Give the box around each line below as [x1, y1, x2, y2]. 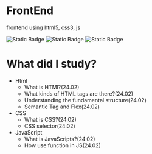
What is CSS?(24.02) [24, 116, 77, 123]
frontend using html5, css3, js [6, 24, 81, 31]
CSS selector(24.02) [24, 122, 76, 130]
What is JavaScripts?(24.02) [24, 135, 95, 142]
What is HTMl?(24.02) [24, 83, 80, 91]
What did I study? [6, 57, 97, 71]
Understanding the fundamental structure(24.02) [24, 96, 147, 103]
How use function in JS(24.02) [24, 141, 102, 149]
